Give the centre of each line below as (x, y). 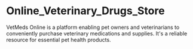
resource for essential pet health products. (59, 40)
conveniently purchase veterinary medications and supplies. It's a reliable (97, 33)
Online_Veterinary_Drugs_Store (86, 11)
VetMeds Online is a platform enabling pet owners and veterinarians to (93, 27)
